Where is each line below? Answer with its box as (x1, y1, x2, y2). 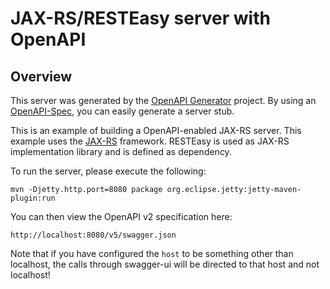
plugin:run (10, 193, 56, 203)
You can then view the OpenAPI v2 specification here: (10, 211, 233, 222)
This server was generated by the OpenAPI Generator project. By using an (10, 95, 317, 106)
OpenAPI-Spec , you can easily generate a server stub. (10, 105, 235, 117)
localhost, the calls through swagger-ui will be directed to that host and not (10, 258, 320, 270)
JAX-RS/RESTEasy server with (10, 7, 271, 30)
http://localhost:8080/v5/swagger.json (10, 230, 177, 240)
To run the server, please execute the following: (10, 165, 207, 177)
